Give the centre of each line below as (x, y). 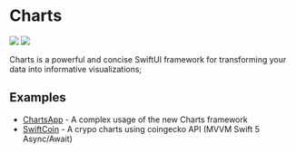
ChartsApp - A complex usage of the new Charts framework (135, 120)
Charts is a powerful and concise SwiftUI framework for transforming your (148, 59)
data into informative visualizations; (76, 69)
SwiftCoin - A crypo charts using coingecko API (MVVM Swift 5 (141, 129)
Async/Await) (47, 139)
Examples (38, 97)
